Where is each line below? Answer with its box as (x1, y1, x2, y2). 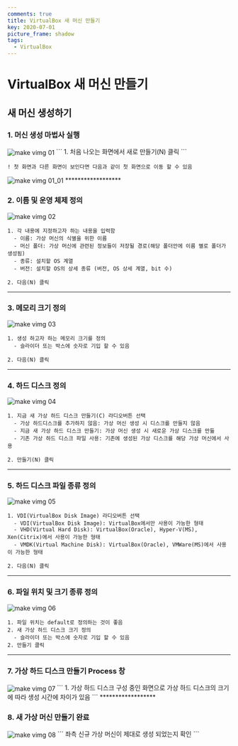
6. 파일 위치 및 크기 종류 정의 (7, 587, 98, 597)
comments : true (7, 10, 52, 18)
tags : (7, 37, 23, 44)
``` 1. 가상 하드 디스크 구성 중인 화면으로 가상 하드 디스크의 (57, 683, 216, 692)
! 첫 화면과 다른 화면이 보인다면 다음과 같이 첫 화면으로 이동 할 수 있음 (7, 163, 193, 171)
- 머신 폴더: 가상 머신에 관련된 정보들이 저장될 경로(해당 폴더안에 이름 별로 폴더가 (13, 243, 227, 250)
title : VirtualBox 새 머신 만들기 (7, 17, 101, 24)
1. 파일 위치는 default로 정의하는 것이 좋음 (7, 619, 123, 626)
